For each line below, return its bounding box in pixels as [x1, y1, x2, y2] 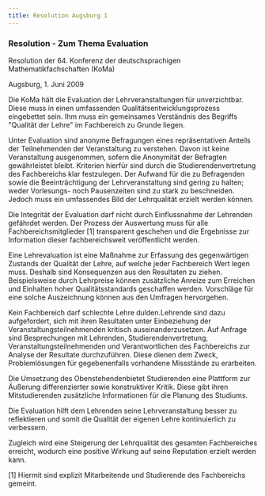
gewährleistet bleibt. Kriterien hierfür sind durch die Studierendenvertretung [8, 160, 256, 170]
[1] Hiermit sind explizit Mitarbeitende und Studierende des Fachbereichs [8, 470, 246, 479]
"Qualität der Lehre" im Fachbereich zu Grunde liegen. [8, 120, 185, 129]
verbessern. [8, 422, 47, 432]
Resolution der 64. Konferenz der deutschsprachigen [8, 55, 181, 65]
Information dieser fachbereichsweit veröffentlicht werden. [8, 235, 200, 244]
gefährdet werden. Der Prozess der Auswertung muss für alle [8, 218, 209, 227]
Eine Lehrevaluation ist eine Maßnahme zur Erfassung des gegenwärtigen [8, 250, 249, 260]
